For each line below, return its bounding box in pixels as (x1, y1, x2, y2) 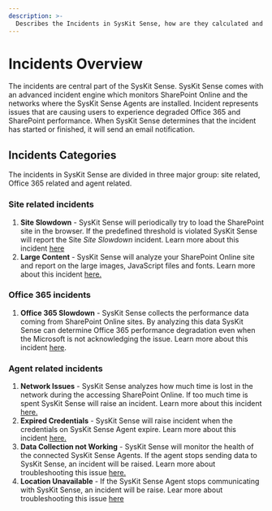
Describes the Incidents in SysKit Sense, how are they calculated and (15, 20, 264, 28)
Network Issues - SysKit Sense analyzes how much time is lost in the (19, 382, 253, 391)
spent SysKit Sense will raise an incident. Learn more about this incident (19, 399, 262, 408)
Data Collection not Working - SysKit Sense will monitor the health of (19, 442, 254, 452)
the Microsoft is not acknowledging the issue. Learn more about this (19, 334, 248, 343)
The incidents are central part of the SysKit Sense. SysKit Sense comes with (8, 81, 264, 91)
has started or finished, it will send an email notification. (8, 124, 195, 134)
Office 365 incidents (8, 290, 91, 301)
